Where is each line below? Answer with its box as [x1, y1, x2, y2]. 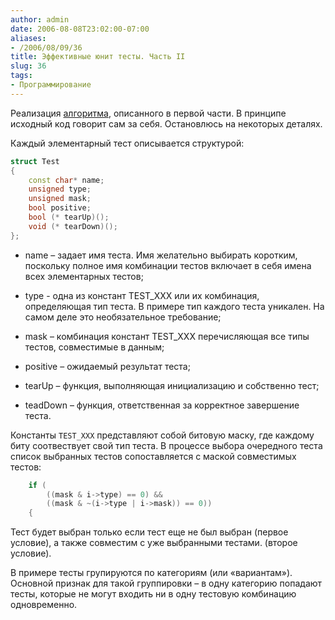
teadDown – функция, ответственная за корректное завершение [24, 399, 300, 411]
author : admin [10, 14, 70, 25]
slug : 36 [10, 61, 47, 71]
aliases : [10, 33, 47, 43]
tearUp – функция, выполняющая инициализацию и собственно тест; [24, 379, 320, 391]
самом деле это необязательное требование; [24, 311, 222, 323]
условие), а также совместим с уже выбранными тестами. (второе [10, 537, 298, 549]
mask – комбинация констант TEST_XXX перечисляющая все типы [24, 330, 310, 342]
